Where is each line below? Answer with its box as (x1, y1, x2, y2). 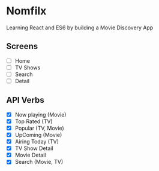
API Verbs (6, 95, 44, 105)
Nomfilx (6, 4, 47, 18)
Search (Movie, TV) (14, 158, 64, 166)
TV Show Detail (14, 145, 53, 152)
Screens (6, 41, 38, 51)
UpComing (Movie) (14, 132, 62, 138)
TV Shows (14, 64, 41, 71)
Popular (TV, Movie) (14, 124, 64, 132)
